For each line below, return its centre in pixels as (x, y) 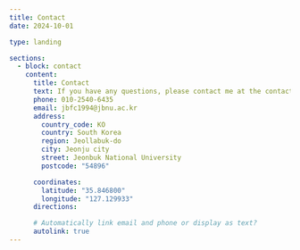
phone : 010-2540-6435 (73, 99)
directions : (55, 207)
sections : (28, 58)
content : (42, 75)
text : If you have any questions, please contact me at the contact (163, 91)
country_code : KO (73, 125)
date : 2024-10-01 (42, 26)
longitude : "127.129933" (87, 199)
